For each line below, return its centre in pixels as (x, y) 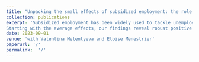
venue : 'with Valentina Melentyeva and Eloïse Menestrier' (81, 39)
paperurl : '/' (24, 45)
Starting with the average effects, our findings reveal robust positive (99, 28)
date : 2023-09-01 (28, 34)
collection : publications (38, 17)
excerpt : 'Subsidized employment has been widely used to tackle (88, 22)
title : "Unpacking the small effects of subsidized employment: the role (99, 12)
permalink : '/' (26, 50)
